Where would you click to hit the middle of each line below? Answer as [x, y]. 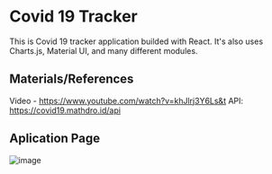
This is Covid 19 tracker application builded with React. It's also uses [136, 41]
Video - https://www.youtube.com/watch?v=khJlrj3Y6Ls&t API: [127, 100]
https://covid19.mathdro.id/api [65, 110]
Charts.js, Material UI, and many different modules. [104, 50]
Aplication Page [55, 139]
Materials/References [72, 79]
